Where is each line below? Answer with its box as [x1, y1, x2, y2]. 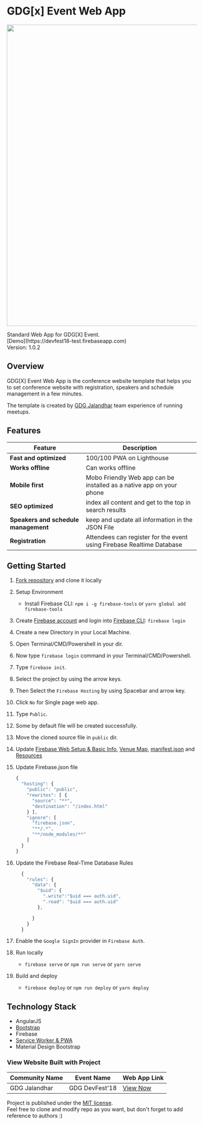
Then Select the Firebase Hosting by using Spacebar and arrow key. [15, 687, 186, 695]
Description [122, 443, 157, 452]
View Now [122, 1084, 152, 1092]
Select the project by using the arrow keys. [15, 675, 122, 682]
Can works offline [86, 463, 136, 471]
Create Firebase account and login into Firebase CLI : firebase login [15, 617, 186, 625]
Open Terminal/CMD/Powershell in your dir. [15, 640, 123, 648]
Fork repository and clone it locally [15, 577, 102, 584]
